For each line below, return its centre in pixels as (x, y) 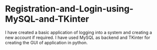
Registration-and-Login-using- (69, 9)
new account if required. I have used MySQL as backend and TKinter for (78, 37)
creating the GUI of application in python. (46, 42)
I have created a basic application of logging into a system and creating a (78, 32)
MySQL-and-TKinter (47, 19)
